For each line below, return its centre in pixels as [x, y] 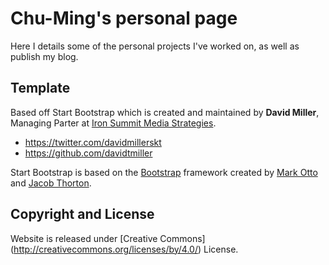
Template [40, 88]
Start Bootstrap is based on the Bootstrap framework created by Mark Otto [164, 172]
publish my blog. [44, 56]
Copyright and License [82, 214]
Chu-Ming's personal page [124, 18]
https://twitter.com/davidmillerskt [93, 142]
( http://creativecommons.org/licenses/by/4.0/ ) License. [124, 249]
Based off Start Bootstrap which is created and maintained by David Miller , [165, 112]
